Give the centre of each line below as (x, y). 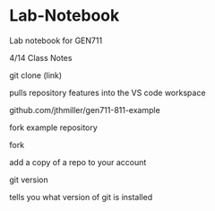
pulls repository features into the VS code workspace (107, 92)
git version (29, 180)
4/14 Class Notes (41, 57)
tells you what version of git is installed (81, 197)
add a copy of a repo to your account (78, 162)
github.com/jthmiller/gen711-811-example (85, 110)
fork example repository (54, 127)
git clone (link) (36, 75)
